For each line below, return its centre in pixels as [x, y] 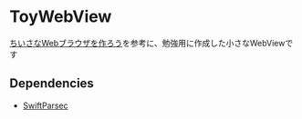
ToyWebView [61, 17]
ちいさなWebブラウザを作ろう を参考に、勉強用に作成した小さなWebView [147, 43]
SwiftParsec [45, 105]
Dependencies [52, 84]
